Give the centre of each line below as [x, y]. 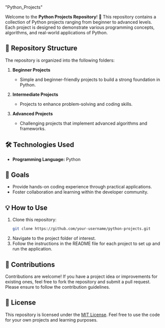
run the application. [32, 249]
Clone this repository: [34, 220]
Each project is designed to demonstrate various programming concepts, [80, 27]
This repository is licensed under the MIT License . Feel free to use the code [82, 315]
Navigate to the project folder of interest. [54, 239]
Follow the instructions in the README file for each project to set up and [86, 244]
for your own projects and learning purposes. [51, 320]
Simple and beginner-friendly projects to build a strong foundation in [90, 80]
